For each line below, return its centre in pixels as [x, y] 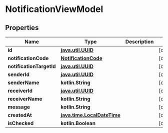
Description [139, 42]
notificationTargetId [32, 66]
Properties [22, 28]
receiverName [25, 99]
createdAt [20, 115]
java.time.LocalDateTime [91, 115]
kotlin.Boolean [78, 123]
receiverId [20, 91]
